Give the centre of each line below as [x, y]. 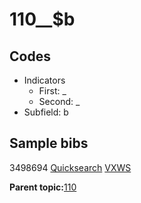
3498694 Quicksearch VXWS [70, 167]
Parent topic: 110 [43, 187]
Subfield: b [46, 112]
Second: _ [59, 101]
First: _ [52, 91]
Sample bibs [49, 143]
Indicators [44, 80]
